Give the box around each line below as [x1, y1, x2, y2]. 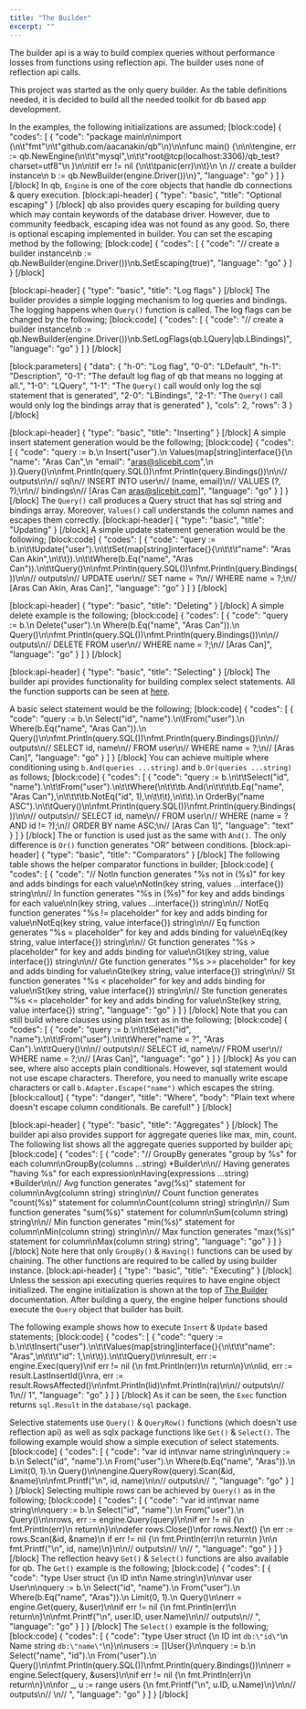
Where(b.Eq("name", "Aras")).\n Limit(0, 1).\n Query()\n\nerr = [9, 1591, 243, 1602]
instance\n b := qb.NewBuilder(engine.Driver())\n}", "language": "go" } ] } [9, 170, 285, 181]
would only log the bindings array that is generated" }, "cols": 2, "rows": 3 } [9, 399, 293, 410]
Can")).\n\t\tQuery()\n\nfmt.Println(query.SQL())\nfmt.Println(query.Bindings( [9, 563, 298, 574]
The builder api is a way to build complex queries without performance [9, 47, 276, 58]
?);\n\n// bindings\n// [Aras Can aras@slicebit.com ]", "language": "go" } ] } [9, 485, 290, 496]
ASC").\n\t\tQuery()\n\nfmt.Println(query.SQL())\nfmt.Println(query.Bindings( [9, 801, 296, 812]
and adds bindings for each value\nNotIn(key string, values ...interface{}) [9, 878, 285, 889]
